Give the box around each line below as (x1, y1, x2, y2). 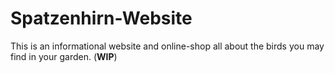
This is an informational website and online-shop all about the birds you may (10, 40, 325, 52)
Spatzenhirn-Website (10, 7, 193, 30)
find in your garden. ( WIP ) (10, 50, 118, 62)
